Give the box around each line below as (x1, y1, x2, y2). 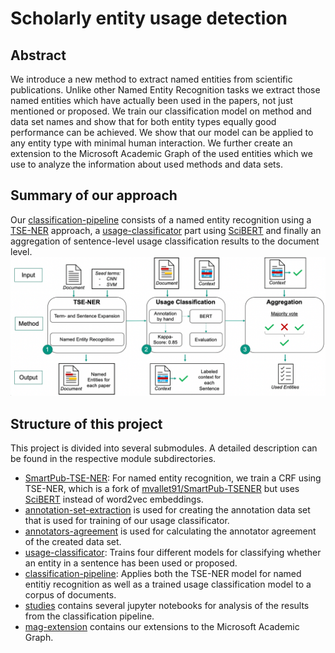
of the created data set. (24, 536, 122, 548)
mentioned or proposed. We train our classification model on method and (10, 105, 312, 117)
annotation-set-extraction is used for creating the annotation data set (24, 504, 311, 516)
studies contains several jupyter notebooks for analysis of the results (24, 600, 310, 612)
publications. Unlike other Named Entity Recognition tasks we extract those (10, 84, 321, 96)
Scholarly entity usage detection (10, 7, 288, 30)
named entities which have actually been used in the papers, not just (10, 95, 293, 106)
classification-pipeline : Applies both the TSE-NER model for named (24, 568, 302, 580)
